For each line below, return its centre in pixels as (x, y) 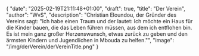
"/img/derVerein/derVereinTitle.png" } (52, 46)
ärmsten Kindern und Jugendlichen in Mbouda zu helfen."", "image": (90, 40)
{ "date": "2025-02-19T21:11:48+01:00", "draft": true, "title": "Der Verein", (96, 9)
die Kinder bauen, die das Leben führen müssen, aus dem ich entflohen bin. (99, 27)
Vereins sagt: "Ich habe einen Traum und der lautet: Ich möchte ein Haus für (99, 21)
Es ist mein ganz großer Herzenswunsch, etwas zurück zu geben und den (97, 34)
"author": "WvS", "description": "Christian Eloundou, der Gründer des (91, 15)
